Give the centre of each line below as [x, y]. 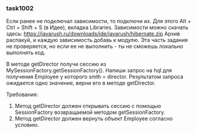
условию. [27, 125]
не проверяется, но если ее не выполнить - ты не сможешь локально [95, 46]
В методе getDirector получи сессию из [56, 64]
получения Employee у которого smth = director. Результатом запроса [95, 77]
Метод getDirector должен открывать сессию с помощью [88, 106]
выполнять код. [26, 53]
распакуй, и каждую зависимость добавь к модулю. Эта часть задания [97, 40]
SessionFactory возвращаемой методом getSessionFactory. [90, 112]
